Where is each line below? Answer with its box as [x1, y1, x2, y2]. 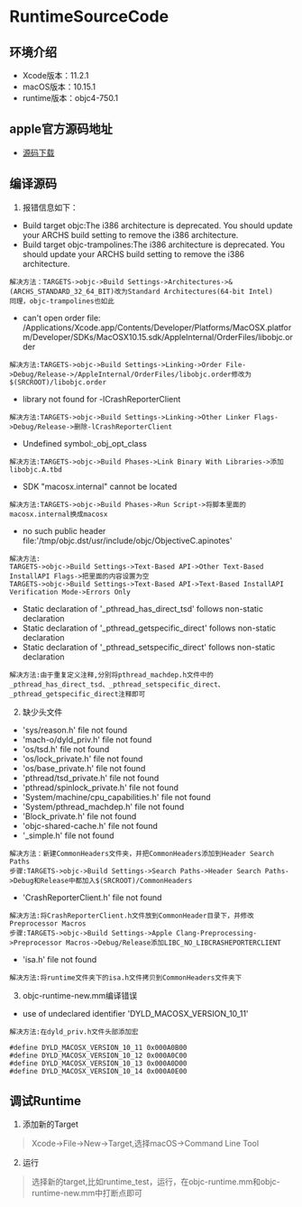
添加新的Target [22, 1119, 79, 1129]
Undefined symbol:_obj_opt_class [22, 438, 147, 448]
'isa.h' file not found [22, 954, 97, 964]
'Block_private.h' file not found [22, 810, 137, 822]
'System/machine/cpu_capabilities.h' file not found [22, 791, 211, 802]
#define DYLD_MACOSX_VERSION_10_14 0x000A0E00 [9, 1066, 188, 1075]
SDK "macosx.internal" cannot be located [22, 481, 178, 492]
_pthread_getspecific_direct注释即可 [9, 689, 146, 698]
